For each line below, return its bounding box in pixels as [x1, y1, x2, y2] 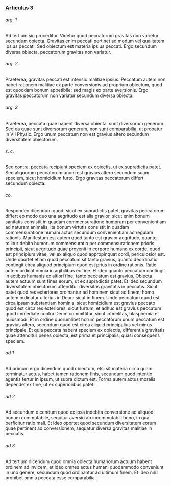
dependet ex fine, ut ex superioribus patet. [5, 382, 95, 388]
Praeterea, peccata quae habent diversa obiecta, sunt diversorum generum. [5, 120, 165, 126]
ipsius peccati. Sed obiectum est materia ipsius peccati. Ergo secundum [5, 43, 157, 50]
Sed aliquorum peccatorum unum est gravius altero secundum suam [5, 169, 150, 175]
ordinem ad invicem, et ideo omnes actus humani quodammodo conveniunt [5, 464, 164, 470]
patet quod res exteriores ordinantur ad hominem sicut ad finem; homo [5, 289, 154, 295]
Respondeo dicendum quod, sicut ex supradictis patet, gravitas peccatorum [5, 207, 165, 213]
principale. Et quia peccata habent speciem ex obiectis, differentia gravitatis [5, 327, 165, 333]
